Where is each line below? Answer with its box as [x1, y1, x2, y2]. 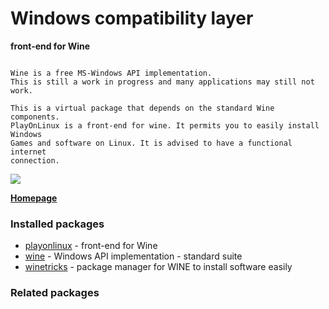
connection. [10, 155, 60, 166]
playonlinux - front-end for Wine [24, 240, 158, 252]
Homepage [10, 192, 58, 204]
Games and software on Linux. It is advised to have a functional [10, 138, 293, 148]
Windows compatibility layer [10, 7, 254, 30]
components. [10, 112, 60, 122]
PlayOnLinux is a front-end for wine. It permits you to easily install [10, 120, 320, 131]
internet [10, 147, 47, 157]
